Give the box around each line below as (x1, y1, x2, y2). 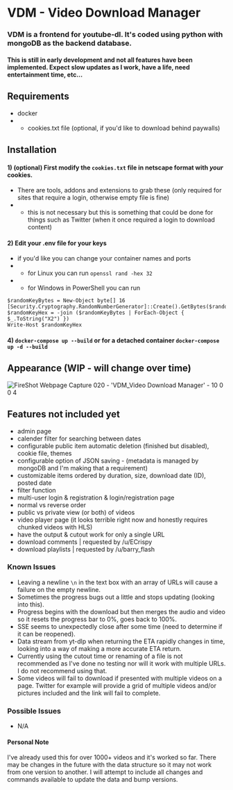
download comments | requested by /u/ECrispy (17, 537, 153, 546)
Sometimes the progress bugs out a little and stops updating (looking (17, 593, 215, 601)
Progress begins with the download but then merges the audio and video (17, 607, 225, 616)
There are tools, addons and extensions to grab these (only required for (17, 186, 222, 195)
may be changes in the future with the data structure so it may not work (7, 761, 212, 769)
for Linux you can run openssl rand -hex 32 (27, 269, 153, 277)
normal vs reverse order (17, 500, 87, 509)
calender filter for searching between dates (17, 434, 141, 443)
